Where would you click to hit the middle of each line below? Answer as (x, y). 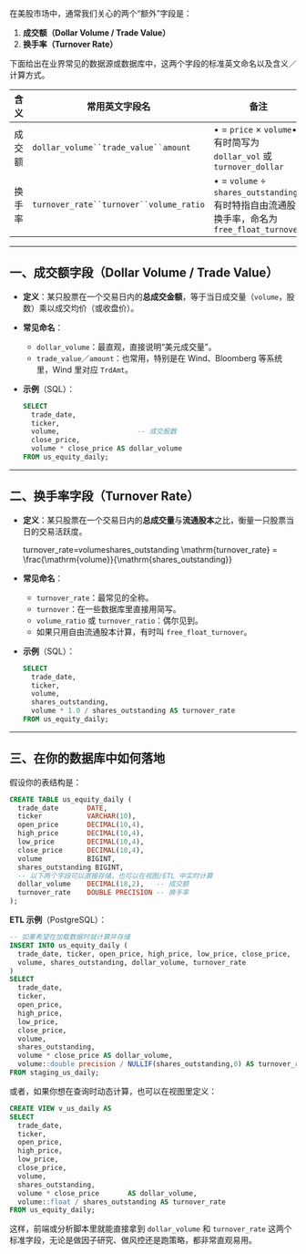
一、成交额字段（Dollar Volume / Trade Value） (144, 273)
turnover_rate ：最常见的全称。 (95, 597)
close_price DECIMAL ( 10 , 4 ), (81, 850)
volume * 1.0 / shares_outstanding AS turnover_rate (133, 711)
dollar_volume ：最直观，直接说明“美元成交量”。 (126, 347)
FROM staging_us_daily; (55, 1073)
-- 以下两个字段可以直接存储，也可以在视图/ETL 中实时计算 (115, 876)
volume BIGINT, (67, 859)
